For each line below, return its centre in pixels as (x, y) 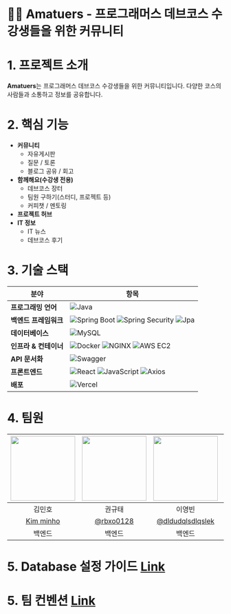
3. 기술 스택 (38, 270)
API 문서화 (27, 359)
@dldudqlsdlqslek (186, 521)
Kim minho (43, 521)
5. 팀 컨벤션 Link (52, 601)
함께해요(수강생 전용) (45, 180)
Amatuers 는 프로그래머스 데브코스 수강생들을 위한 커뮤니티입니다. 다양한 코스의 (114, 86)
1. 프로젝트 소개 (48, 65)
